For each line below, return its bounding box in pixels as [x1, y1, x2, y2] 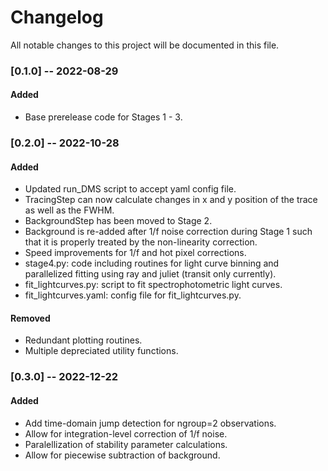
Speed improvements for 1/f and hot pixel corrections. [24, 247, 247, 259]
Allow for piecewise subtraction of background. [24, 449, 221, 461]
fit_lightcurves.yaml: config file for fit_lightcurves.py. [24, 289, 242, 301]
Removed [10, 312, 51, 324]
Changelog [10, 6, 104, 29]
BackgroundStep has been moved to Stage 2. [24, 215, 213, 227]
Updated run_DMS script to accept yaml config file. [24, 183, 237, 195]
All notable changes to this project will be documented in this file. [10, 39, 280, 51]
